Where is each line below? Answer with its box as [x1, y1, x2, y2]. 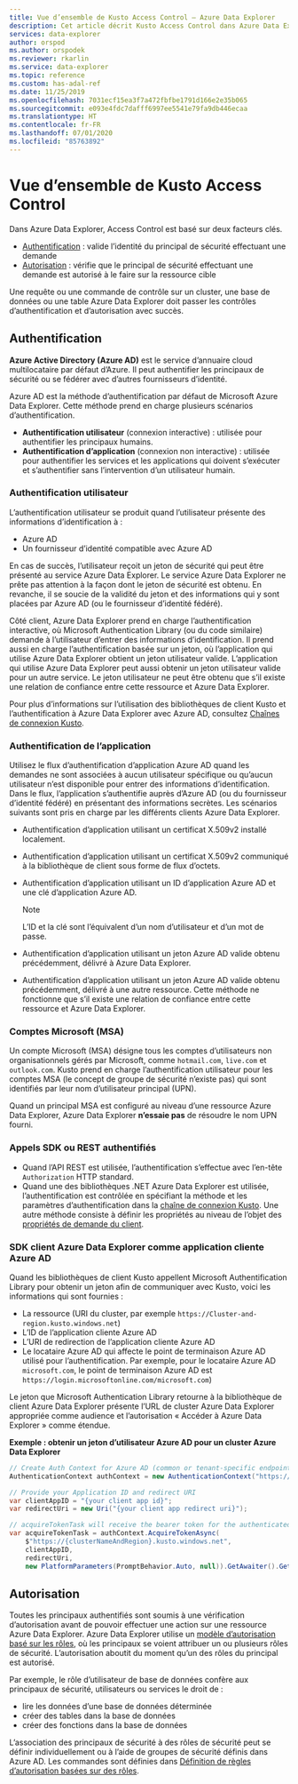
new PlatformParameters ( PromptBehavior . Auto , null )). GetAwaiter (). [25, 1562, 279, 1571]
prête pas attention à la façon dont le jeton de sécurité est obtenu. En [9, 579, 263, 589]
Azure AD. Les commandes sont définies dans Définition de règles [9, 1756, 251, 1767]
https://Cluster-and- [176, 1309, 257, 1318]
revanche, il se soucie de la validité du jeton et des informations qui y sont [9, 588, 279, 599]
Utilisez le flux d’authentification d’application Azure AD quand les [9, 760, 250, 771]
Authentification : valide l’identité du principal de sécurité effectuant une [21, 241, 286, 252]
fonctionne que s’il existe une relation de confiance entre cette [21, 994, 251, 1004]
